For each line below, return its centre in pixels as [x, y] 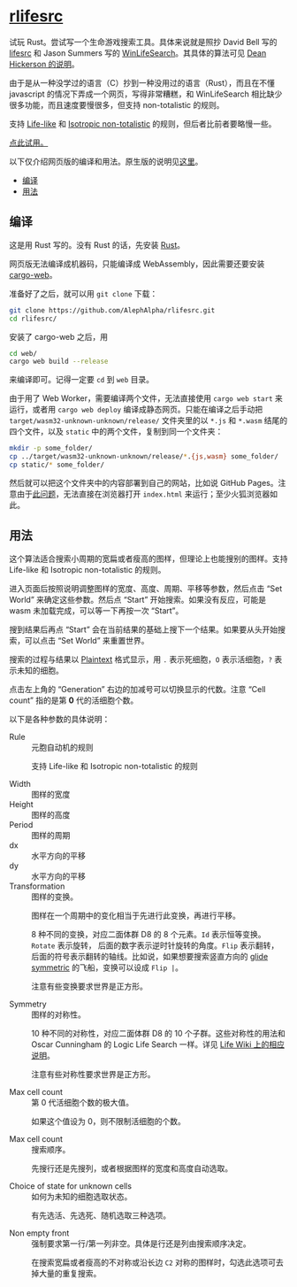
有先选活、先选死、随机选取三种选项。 [101, 1215]
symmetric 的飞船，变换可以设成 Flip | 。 [107, 967]
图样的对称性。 [58, 1014]
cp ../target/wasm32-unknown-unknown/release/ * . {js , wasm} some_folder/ [144, 457]
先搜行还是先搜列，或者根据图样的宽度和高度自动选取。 [132, 1168]
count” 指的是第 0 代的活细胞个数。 [74, 700]
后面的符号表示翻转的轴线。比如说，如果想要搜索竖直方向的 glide [150, 956]
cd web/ [23, 353]
